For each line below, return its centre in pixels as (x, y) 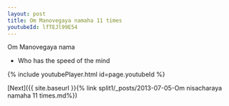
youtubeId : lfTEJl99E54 (43, 27)
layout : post (27, 14)
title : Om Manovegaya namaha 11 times (65, 20)
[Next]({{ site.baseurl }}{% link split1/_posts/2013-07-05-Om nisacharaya (115, 88)
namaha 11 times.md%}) (43, 95)
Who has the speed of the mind (64, 61)
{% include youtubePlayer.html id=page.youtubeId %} (86, 74)
